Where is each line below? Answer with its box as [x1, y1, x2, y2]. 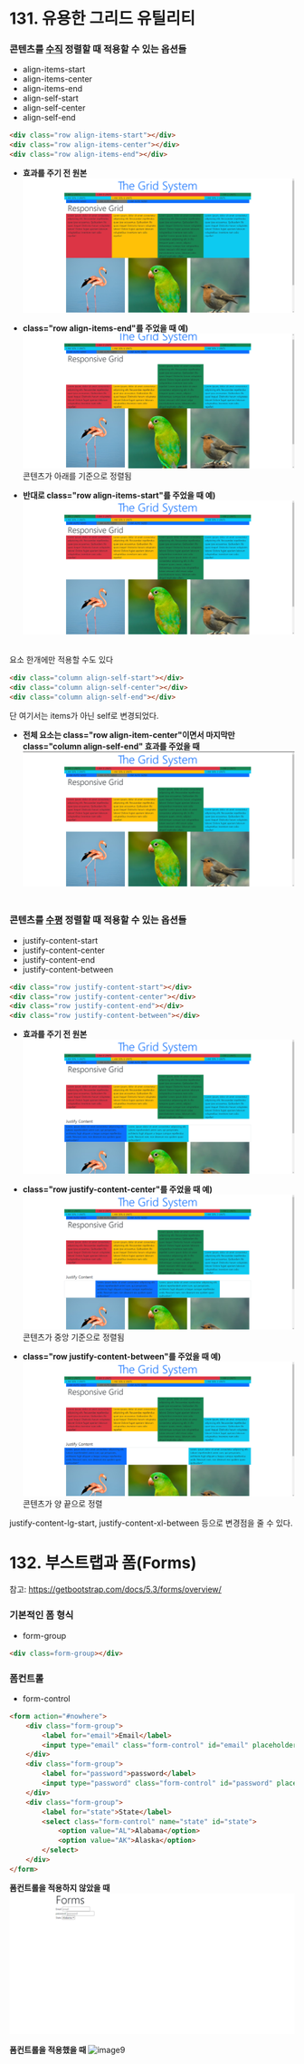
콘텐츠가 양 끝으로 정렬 [22, 1497, 103, 1509]
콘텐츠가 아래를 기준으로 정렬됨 [22, 470, 132, 481]
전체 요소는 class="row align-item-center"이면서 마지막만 [22, 730, 235, 741]
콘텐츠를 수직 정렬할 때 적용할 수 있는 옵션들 [9, 43, 187, 55]
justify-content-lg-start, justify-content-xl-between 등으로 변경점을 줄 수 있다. [9, 1517, 293, 1528]
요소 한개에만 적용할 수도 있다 [9, 654, 114, 665]
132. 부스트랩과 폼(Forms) [9, 1552, 197, 1573]
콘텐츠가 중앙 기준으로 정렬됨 [22, 1332, 125, 1342]
